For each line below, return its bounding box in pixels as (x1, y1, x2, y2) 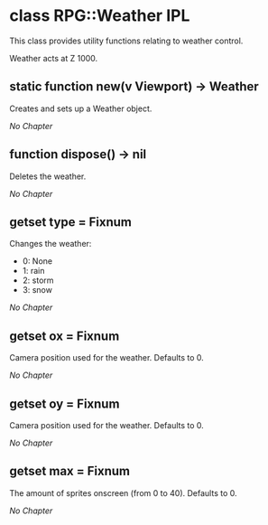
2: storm (22, 275, 54, 286)
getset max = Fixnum (9, 464, 131, 479)
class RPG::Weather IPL (9, 5, 190, 26)
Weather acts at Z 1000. (9, 52, 98, 63)
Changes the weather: (9, 239, 92, 249)
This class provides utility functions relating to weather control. (9, 35, 244, 46)
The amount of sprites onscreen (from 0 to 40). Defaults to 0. (9, 487, 237, 498)
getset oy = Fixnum (9, 396, 120, 411)
